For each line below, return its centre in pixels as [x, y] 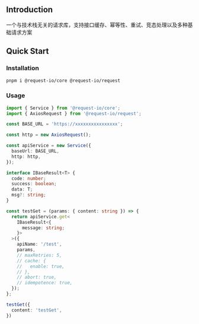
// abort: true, [37, 277]
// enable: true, [41, 266]
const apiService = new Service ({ [49, 146]
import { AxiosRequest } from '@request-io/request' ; [74, 113]
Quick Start [28, 51]
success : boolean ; [34, 184]
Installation [23, 68]
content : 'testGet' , [37, 310]
